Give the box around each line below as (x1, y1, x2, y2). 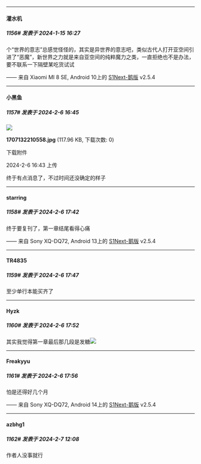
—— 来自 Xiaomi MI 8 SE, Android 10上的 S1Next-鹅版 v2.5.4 (6, 73, 156, 81)
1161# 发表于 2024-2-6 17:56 (6, 372, 78, 379)
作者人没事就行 (6, 451, 43, 459)
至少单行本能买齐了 (6, 288, 54, 295)
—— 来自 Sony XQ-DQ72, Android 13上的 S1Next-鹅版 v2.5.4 (6, 237, 156, 244)
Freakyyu (6, 357, 31, 365)
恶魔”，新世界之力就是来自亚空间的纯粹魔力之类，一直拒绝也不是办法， (19, 53, 194, 60)
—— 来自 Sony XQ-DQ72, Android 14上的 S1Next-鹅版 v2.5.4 (6, 401, 157, 408)
